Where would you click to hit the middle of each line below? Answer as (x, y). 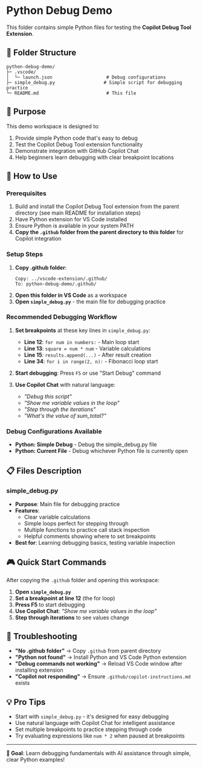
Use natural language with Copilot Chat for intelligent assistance (95, 723)
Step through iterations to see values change (72, 617)
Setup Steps (25, 255)
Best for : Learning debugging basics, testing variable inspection (95, 542)
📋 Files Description (44, 471)
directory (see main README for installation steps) (78, 213)
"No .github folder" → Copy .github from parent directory (88, 651)
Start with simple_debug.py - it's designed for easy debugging (92, 716)
